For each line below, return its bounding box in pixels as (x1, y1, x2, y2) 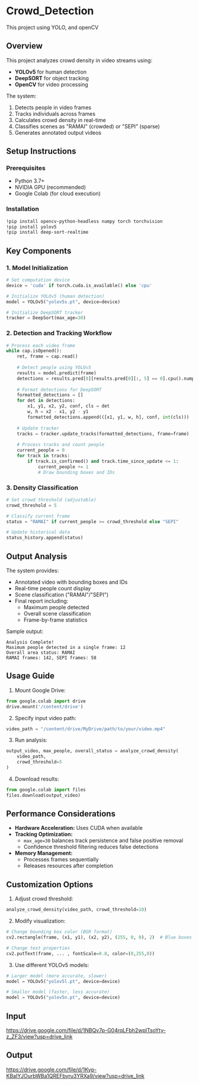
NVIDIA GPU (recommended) (14, 184, 86, 191)
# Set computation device (6, 277, 70, 283)
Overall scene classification (23, 610, 91, 617)
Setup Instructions (6, 147, 76, 157)
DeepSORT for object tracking (14, 74, 89, 81)
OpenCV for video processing (14, 81, 89, 88)
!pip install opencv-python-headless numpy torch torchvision (6, 218, 163, 224)
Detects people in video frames (14, 104, 92, 111)
